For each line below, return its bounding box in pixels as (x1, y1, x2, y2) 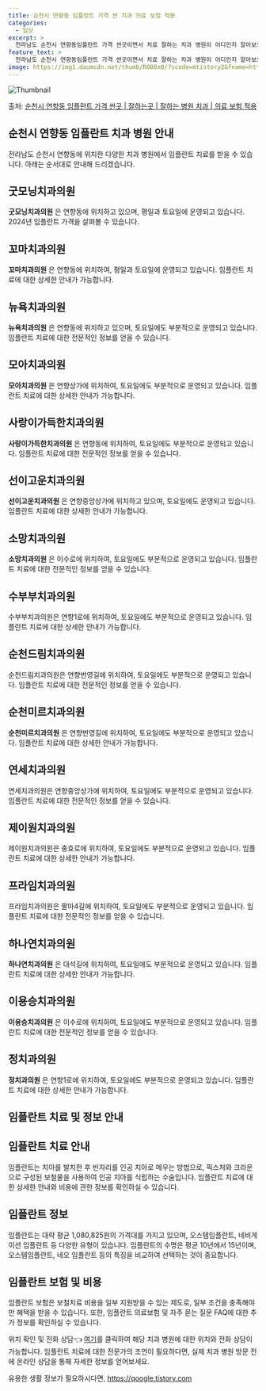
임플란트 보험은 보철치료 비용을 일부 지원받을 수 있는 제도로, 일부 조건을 (8, 1297, 228, 1308)
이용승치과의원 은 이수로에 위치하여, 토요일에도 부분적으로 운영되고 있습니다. (8, 1017, 243, 1026)
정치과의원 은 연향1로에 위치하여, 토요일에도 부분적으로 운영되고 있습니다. (8, 1075, 234, 1084)
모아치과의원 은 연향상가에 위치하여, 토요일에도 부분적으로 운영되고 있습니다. (8, 380, 243, 390)
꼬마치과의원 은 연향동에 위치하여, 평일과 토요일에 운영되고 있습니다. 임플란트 (8, 265, 245, 274)
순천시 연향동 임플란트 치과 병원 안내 (8, 127, 174, 140)
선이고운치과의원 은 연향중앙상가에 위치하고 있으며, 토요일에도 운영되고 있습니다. (8, 496, 256, 506)
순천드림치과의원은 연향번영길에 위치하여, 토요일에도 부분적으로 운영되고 (8, 670, 231, 679)
